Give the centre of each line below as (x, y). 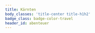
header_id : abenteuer (27, 23)
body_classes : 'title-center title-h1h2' (48, 14)
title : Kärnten (21, 9)
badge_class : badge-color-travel (39, 18)
